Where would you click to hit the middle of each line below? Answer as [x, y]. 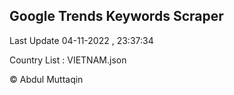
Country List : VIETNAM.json [68, 60]
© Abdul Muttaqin [46, 79]
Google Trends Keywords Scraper [116, 16]
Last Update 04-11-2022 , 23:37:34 [81, 40]
